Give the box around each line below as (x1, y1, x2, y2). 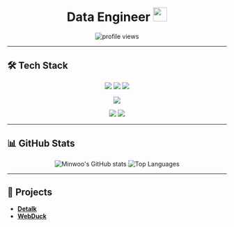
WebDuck (17, 212, 47, 221)
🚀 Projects (7, 186, 53, 198)
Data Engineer (66, 9, 151, 25)
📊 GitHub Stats (7, 138, 75, 150)
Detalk (17, 205, 37, 213)
